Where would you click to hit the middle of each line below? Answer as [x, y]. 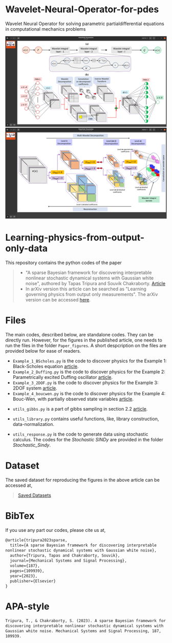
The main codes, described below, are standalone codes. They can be [79, 334]
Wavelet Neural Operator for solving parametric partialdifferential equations [85, 24]
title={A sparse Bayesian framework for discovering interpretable [83, 545]
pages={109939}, [27, 571]
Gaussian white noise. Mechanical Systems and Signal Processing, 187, [83, 631]
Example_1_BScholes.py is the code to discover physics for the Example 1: [90, 361]
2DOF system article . [35, 388]
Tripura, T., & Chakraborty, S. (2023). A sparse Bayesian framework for [86, 620]
